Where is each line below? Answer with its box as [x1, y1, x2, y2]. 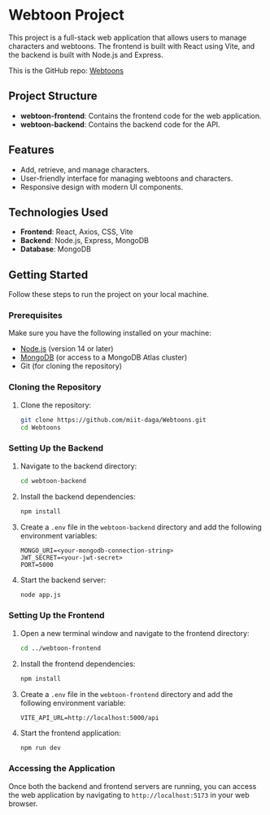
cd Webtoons [20, 423, 61, 432]
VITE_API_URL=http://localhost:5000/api [20, 713, 159, 721]
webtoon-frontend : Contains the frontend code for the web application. [20, 111, 262, 120]
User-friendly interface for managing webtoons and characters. [20, 173, 233, 183]
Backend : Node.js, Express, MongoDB [20, 236, 149, 246]
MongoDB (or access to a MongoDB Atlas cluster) [20, 352, 188, 363]
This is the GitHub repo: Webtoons [8, 65, 124, 75]
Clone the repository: [20, 400, 92, 410]
